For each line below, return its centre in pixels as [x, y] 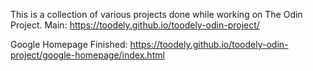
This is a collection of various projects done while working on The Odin [156, 14]
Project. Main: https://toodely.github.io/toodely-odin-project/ [135, 25]
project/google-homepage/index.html [87, 55]
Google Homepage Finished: [69, 44]
